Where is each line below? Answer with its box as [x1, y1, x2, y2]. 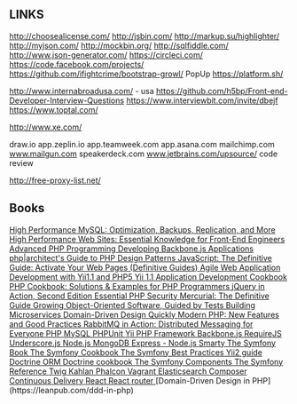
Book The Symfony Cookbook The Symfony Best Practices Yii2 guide [9, 346, 263, 358]
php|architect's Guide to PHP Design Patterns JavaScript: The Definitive [9, 252, 272, 263]
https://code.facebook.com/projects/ [9, 59, 145, 69]
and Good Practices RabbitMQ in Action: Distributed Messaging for [9, 319, 254, 329]
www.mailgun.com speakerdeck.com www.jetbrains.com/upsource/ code [9, 148, 278, 159]
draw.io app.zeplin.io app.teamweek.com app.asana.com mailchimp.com [9, 139, 275, 149]
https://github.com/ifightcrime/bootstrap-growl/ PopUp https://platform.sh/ [9, 68, 284, 79]
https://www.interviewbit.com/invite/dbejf [126, 95, 278, 106]
